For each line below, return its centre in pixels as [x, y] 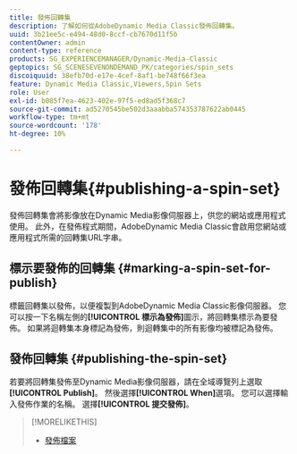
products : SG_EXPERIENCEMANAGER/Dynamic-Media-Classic [114, 59]
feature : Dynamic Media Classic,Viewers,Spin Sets [106, 84]
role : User [30, 92]
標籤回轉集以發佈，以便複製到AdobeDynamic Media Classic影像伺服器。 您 [148, 306]
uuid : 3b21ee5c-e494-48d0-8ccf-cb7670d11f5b [93, 34]
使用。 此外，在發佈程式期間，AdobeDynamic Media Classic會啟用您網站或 [148, 226]
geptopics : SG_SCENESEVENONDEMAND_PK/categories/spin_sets [122, 68]
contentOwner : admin [48, 42]
